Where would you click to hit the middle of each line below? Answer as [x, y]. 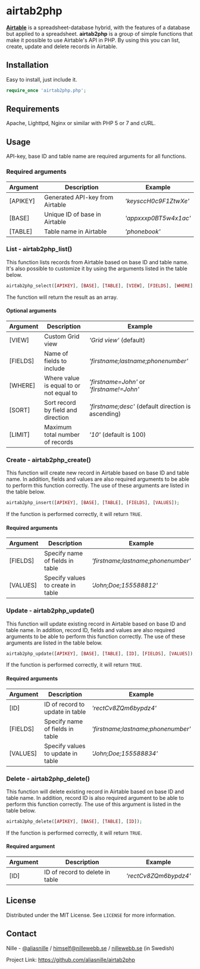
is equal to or [62, 385]
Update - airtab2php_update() [50, 611]
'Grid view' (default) [117, 340]
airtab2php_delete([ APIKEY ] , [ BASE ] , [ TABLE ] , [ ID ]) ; [74, 821]
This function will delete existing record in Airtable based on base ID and [95, 791]
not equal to [61, 393]
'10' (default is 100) [117, 435]
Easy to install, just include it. [42, 79]
